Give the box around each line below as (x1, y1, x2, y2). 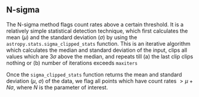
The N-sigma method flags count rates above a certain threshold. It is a (6, 20, 184, 28)
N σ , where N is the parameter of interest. (6, 84, 109, 91)
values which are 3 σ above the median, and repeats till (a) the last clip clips (6, 52, 194, 60)
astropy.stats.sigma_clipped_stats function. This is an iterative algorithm (6, 40, 191, 47)
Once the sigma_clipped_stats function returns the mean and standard (6, 70, 182, 78)
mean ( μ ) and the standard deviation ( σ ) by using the (6, 33, 137, 41)
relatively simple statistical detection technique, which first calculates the (6, 27, 188, 34)
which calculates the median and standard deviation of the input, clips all (6, 46, 188, 54)
